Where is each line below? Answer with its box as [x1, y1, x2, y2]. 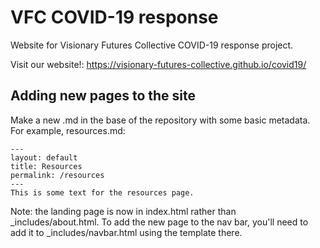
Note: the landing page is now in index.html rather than [10, 205, 237, 217]
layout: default [10, 152, 78, 163]
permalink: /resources [10, 170, 105, 180]
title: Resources [10, 161, 83, 171]
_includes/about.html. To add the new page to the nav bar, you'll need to [10, 216, 309, 228]
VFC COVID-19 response [10, 6, 219, 29]
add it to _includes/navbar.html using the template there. [10, 226, 243, 238]
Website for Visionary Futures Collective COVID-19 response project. [10, 39, 294, 51]
